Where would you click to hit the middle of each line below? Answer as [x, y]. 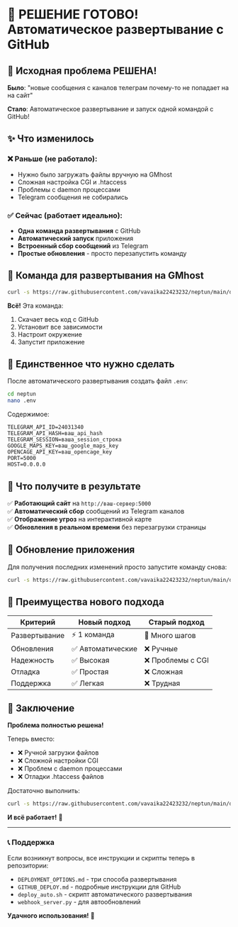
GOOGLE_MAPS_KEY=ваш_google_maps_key [63, 446]
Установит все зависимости [60, 327]
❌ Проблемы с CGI [176, 660]
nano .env [22, 401]
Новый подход [104, 622]
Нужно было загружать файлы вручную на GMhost [95, 174]
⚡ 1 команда [93, 634]
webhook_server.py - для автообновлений [79, 901]
